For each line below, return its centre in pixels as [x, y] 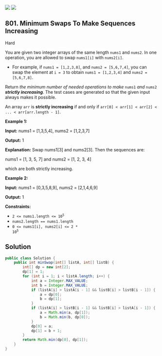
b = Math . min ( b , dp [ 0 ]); [65, 317]
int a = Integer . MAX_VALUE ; [60, 281]
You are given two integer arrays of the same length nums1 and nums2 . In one [81, 52]
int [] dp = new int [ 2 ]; [46, 267]
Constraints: [18, 206]
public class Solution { [30, 258]
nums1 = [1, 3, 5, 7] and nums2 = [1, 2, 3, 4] [48, 159]
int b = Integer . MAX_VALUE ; [60, 285]
